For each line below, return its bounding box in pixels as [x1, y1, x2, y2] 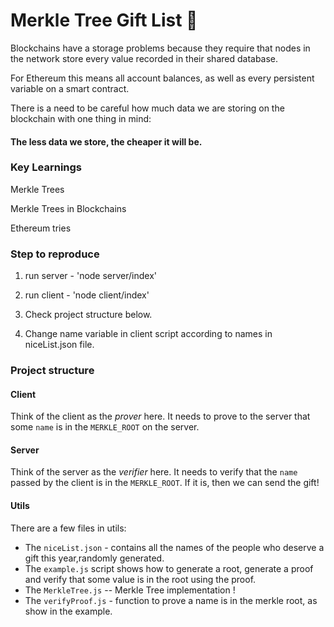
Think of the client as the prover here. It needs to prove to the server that [10, 410, 311, 423]
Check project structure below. [24, 309, 153, 321]
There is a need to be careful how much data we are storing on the [10, 102, 285, 114]
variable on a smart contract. [10, 82, 130, 94]
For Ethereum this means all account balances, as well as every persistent [10, 72, 315, 84]
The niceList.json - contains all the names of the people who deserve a [24, 541, 325, 553]
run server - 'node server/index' [24, 270, 158, 282]
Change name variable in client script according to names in [24, 328, 273, 340]
